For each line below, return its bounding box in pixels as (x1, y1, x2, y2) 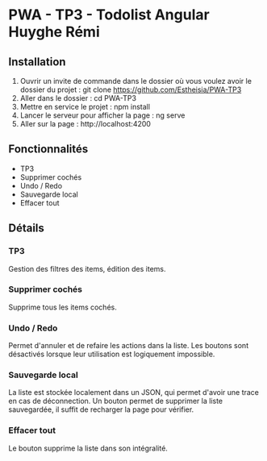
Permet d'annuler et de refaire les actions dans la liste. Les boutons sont (8, 341, 248, 351)
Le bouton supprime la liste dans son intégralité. (8, 443, 168, 453)
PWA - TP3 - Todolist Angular (8, 6, 210, 24)
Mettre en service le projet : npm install (19, 102, 151, 111)
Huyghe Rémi (8, 23, 101, 41)
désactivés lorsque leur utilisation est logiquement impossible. (8, 349, 215, 359)
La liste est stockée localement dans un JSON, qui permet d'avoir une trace (8, 388, 260, 397)
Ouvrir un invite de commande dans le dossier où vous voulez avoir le (19, 77, 252, 85)
